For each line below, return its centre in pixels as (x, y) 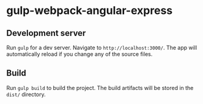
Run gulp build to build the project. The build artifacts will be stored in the (100, 88)
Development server (46, 33)
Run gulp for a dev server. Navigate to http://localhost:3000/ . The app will (102, 47)
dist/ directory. (26, 94)
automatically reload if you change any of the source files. (79, 54)
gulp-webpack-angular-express (90, 11)
